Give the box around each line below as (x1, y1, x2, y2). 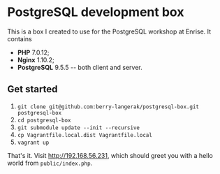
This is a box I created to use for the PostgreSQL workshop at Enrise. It (7, 27, 212, 36)
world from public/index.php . (7, 159, 93, 167)
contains (7, 34, 33, 43)
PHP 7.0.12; (17, 48, 50, 57)
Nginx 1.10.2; (17, 55, 54, 64)
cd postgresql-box (17, 117, 71, 124)
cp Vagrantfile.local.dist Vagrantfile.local (17, 131, 152, 138)
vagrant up (17, 139, 50, 146)
